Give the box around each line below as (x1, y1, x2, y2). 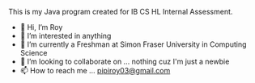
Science (19, 48, 48, 57)
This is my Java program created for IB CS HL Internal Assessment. (8, 7, 233, 16)
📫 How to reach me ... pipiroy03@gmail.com (19, 66, 171, 75)
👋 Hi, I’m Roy (19, 23, 63, 31)
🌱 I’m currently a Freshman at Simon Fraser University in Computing (19, 39, 247, 49)
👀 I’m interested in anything (19, 31, 112, 40)
